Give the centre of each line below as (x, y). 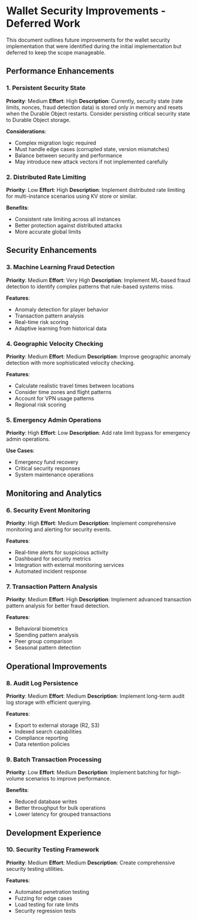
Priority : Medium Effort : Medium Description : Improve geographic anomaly (98, 356)
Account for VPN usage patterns (54, 398)
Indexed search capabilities (48, 731)
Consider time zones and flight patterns (63, 392)
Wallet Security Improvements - (86, 11)
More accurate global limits (48, 232)
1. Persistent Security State (46, 88)
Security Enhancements (51, 250)
